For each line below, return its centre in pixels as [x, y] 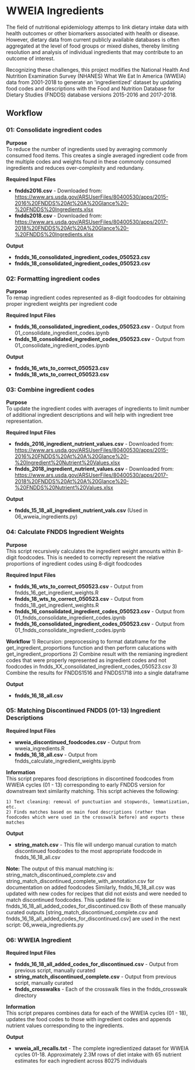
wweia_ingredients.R [40, 748]
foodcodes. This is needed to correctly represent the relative [91, 557]
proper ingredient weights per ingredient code [62, 303]
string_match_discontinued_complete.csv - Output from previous [95, 977]
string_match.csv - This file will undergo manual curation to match [95, 844]
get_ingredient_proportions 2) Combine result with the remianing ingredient [97, 654]
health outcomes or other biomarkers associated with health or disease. [93, 33]
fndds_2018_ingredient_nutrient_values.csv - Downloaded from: [94, 469]
